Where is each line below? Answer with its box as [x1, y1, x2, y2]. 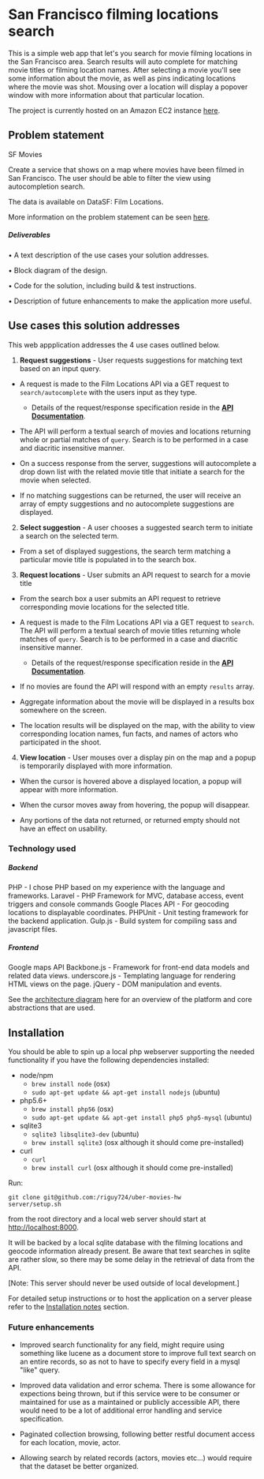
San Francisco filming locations [8, 6, 219, 24]
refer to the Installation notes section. [8, 1302, 130, 1312]
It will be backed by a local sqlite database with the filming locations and [8, 1238, 244, 1248]
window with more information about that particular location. [8, 90, 205, 99]
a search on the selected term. [19, 531, 120, 540]
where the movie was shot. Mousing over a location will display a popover [8, 81, 248, 92]
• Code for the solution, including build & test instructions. [8, 280, 197, 290]
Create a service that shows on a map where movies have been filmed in [8, 164, 244, 175]
